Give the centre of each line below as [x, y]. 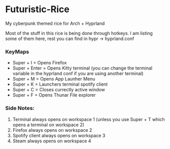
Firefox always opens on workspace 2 [52, 130]
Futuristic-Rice [37, 9]
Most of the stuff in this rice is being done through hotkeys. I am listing [79, 33]
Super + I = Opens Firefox [40, 63]
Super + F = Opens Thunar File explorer [54, 95]
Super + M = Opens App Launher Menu [54, 79]
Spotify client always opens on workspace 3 [59, 135]
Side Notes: [20, 108]
